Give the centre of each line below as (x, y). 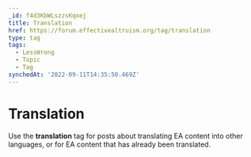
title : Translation (40, 23)
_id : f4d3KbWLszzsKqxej (48, 15)
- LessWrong (35, 52)
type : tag (25, 38)
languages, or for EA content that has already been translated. (110, 144)
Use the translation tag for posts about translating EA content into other (126, 136)
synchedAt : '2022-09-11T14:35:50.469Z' (74, 75)
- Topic (28, 60)
